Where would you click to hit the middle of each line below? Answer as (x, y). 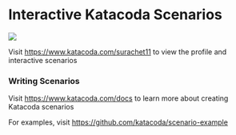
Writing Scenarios (44, 81)
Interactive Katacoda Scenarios (115, 15)
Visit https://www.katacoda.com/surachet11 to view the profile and (118, 52)
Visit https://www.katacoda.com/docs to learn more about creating (118, 98)
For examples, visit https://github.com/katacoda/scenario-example (118, 122)
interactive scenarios (43, 60)
